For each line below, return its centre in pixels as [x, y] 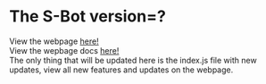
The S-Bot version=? [88, 17]
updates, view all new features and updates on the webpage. [121, 70]
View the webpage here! [54, 41]
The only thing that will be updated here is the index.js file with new [133, 60]
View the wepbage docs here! [64, 50]
